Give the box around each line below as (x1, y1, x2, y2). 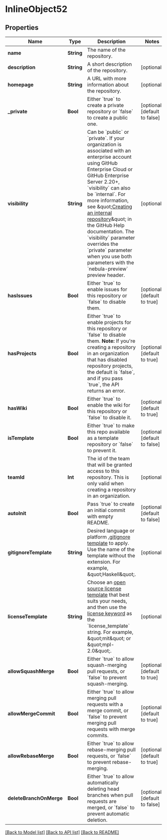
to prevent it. (87, 447, 117, 454)
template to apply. (87, 540, 129, 546)
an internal (87, 210, 112, 216)
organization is (87, 141, 122, 148)
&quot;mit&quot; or (87, 635, 131, 641)
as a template (87, 434, 119, 441)
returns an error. (87, 387, 126, 394)
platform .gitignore (87, 533, 131, 540)
